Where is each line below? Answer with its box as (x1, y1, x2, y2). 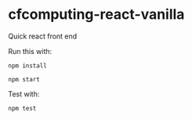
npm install (8, 61, 47, 70)
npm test (8, 104, 37, 112)
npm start (8, 75, 41, 83)
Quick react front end (8, 31, 78, 41)
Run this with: (8, 46, 53, 56)
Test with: (8, 89, 40, 99)
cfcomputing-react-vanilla (8, 5, 185, 24)
